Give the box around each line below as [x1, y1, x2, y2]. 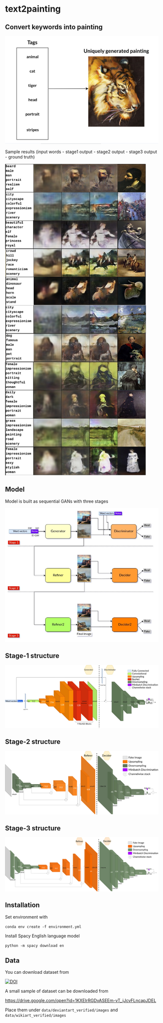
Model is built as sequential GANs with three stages [5, 498, 109, 504]
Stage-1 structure [5, 652, 60, 660]
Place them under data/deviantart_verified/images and [5, 1007, 118, 1013]
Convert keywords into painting [5, 23, 103, 31]
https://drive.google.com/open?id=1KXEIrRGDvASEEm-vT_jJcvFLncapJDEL [5, 998, 157, 1003]
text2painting [5, 3, 61, 15]
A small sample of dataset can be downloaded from [5, 988, 109, 994]
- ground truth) [5, 154, 35, 159]
